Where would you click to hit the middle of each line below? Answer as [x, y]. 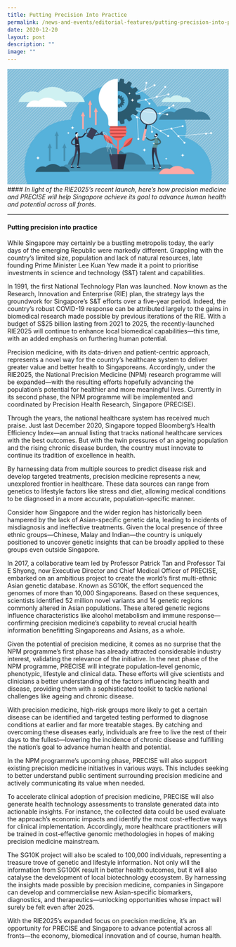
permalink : [23, 22]
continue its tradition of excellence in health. [71, 455]
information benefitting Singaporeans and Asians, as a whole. [96, 630]
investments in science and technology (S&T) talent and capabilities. [106, 272]
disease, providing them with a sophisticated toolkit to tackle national [107, 689]
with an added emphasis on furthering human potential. [87, 338]
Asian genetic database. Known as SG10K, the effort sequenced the [105, 585]
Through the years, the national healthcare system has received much [109, 418]
